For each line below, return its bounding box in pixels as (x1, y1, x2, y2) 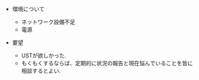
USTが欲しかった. (21, 52, 66, 59)
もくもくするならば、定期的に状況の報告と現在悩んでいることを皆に (21, 60, 193, 67)
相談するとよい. (21, 67, 61, 75)
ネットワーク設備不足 (21, 18, 75, 26)
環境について (12, 5, 45, 12)
